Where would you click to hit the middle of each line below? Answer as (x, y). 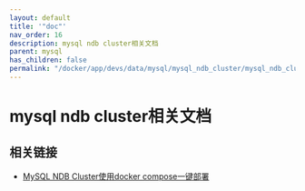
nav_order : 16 (36, 35)
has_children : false (49, 60)
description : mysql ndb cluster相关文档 (84, 43)
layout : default (40, 18)
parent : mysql (36, 52)
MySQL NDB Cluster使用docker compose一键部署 (116, 176)
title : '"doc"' (38, 26)
